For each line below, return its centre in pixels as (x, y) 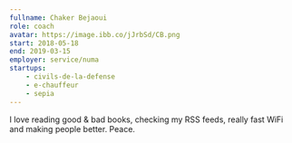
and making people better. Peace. (73, 129)
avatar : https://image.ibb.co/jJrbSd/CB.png (95, 34)
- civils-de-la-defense (71, 77)
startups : (28, 69)
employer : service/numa (54, 60)
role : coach (32, 26)
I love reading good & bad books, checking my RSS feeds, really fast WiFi (146, 119)
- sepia (40, 93)
